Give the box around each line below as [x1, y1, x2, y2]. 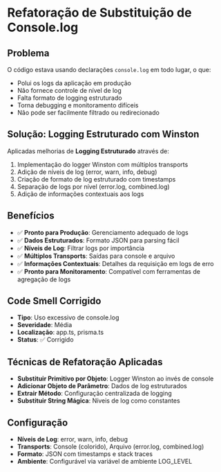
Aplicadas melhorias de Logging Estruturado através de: [7, 147, 169, 155]
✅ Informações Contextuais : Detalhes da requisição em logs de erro [17, 259, 214, 268]
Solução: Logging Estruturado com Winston [7, 128, 200, 140]
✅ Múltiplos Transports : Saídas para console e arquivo [17, 252, 175, 260]
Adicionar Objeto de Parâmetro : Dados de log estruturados [17, 382, 188, 390]
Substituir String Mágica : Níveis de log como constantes [17, 396, 181, 405]
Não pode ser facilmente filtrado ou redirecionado [17, 109, 160, 116]
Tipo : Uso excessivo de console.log [17, 313, 119, 322]
